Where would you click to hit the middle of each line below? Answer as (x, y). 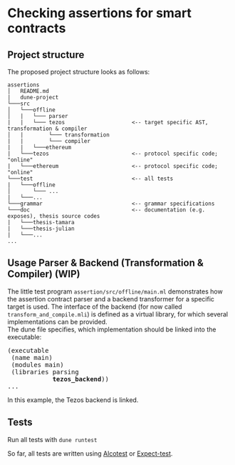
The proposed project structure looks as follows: (79, 72)
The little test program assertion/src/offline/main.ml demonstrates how (115, 291)
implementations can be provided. (58, 321)
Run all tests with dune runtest (52, 439)
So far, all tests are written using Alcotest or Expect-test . (90, 453)
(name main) (32, 357)
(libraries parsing (45, 372)
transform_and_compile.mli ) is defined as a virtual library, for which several (118, 314)
